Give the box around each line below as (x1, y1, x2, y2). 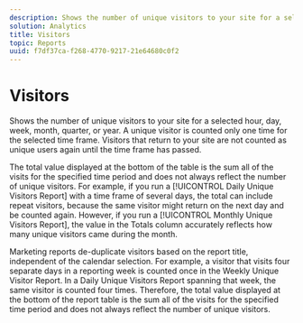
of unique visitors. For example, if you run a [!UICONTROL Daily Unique (9, 181, 274, 192)
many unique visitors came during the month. (9, 229, 178, 240)
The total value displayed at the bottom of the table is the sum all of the (9, 161, 274, 172)
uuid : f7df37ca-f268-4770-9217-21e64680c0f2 (9, 47, 179, 56)
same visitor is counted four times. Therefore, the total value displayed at (9, 285, 281, 296)
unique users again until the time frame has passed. (9, 144, 202, 155)
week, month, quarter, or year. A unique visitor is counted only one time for (9, 125, 288, 136)
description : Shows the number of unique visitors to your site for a (9, 13, 280, 23)
